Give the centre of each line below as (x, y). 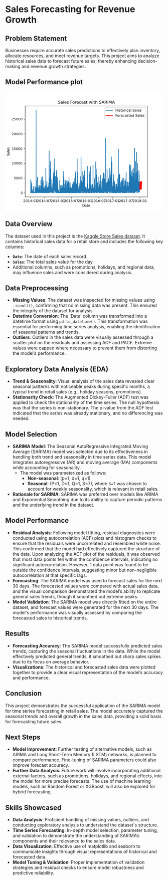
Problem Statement (36, 38)
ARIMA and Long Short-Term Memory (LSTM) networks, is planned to (85, 755)
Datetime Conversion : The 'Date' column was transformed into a (79, 316)
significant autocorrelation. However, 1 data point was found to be (80, 564)
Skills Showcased (33, 808)
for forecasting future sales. (34, 721)
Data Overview (29, 224)
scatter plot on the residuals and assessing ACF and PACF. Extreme (82, 343)
